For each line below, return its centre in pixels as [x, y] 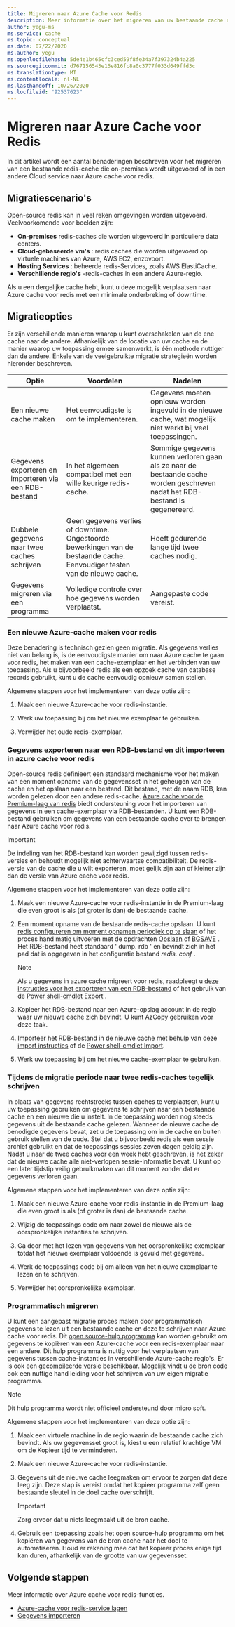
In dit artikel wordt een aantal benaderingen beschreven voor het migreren [114, 162]
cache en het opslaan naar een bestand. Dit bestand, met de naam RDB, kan [117, 789]
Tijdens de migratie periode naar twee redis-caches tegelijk [111, 1077]
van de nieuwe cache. [102, 573]
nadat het [166, 492]
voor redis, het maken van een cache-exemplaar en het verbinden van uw [114, 662]
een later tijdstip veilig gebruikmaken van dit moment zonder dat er [104, 1168]
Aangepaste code [179, 593]
